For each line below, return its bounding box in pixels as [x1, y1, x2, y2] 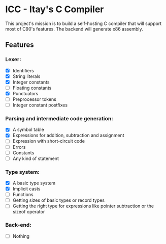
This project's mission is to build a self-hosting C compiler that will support [5, 20, 162, 26]
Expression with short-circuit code [12, 138, 85, 144]
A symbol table [12, 126, 44, 133]
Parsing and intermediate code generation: [5, 115, 113, 122]
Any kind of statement [12, 155, 59, 161]
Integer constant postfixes [12, 102, 68, 108]
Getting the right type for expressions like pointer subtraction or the [12, 203, 154, 209]
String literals [12, 73, 41, 79]
